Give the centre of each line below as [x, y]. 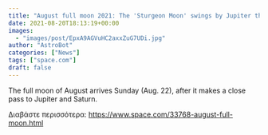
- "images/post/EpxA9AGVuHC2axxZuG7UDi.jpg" [91, 38]
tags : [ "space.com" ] [43, 61]
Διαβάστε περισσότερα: [47, 114]
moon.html [26, 123]
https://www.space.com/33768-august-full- [161, 114]
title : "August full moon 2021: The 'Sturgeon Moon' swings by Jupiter [130, 16]
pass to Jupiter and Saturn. [53, 99]
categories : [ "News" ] [44, 53]
